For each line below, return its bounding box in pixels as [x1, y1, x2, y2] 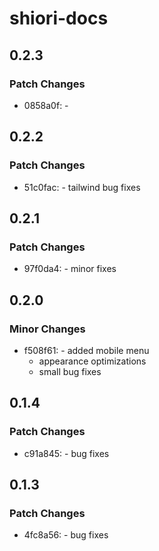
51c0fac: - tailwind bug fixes [23, 181, 141, 193]
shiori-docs [9, 7, 109, 30]
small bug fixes [38, 365, 102, 377]
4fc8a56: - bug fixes [23, 529, 109, 541]
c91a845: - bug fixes [23, 447, 110, 459]
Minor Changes [9, 322, 86, 336]
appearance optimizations [38, 355, 147, 367]
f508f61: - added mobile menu [23, 344, 150, 356]
